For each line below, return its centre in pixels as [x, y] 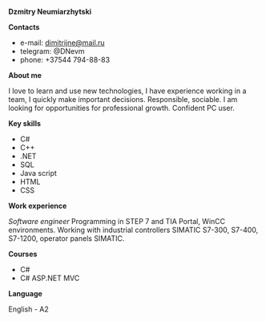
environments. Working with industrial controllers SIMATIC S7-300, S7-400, [133, 230]
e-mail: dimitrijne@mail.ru [62, 43]
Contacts [24, 27]
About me [25, 75]
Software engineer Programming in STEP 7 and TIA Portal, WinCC [117, 221]
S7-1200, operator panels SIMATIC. [66, 238]
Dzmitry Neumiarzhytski [50, 12]
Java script [38, 173]
